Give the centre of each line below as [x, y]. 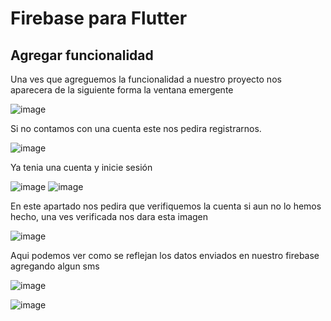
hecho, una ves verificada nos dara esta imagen [109, 216]
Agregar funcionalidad [82, 55]
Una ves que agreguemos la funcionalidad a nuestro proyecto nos [146, 79]
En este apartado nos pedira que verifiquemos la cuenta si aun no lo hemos [166, 206]
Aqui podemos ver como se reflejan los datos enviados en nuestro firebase [165, 255]
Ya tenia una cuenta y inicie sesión [81, 167]
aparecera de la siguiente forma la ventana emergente [122, 90]
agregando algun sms [55, 266]
